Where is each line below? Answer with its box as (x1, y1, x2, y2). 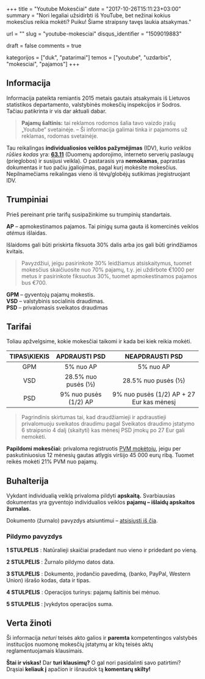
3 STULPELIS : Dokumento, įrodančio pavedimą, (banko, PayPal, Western (6, 570, 191, 577)
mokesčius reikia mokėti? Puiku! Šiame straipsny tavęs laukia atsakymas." (6, 18, 192, 25)
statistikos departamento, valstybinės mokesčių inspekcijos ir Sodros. (6, 101, 182, 108)
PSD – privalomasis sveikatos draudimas (6, 303, 108, 311)
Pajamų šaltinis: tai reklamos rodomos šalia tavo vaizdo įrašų (21, 119, 176, 126)
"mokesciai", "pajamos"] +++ (6, 61, 80, 67)
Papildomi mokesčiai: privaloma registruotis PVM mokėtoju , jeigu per (6, 445, 181, 452)
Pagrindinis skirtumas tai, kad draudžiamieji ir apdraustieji (21, 414, 167, 421)
